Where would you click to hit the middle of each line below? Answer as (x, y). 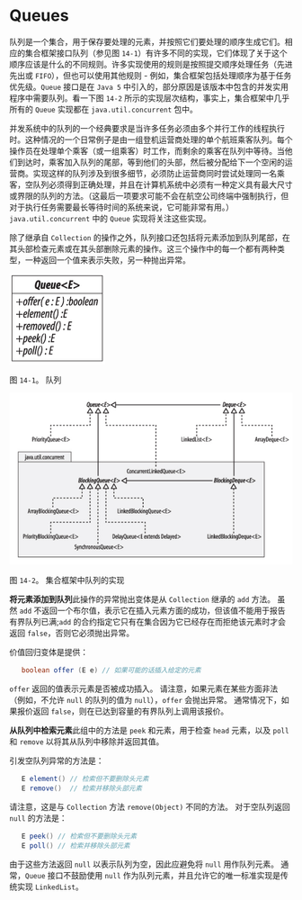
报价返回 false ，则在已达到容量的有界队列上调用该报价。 (123, 711)
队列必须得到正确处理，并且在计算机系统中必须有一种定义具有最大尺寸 (163, 184)
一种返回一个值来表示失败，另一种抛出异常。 (107, 260)
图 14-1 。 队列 (36, 380)
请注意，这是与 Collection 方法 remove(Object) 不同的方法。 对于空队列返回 (150, 807)
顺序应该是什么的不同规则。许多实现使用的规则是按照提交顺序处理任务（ (143, 64)
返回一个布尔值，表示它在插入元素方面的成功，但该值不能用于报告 (164, 611)
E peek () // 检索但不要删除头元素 (79, 837)
